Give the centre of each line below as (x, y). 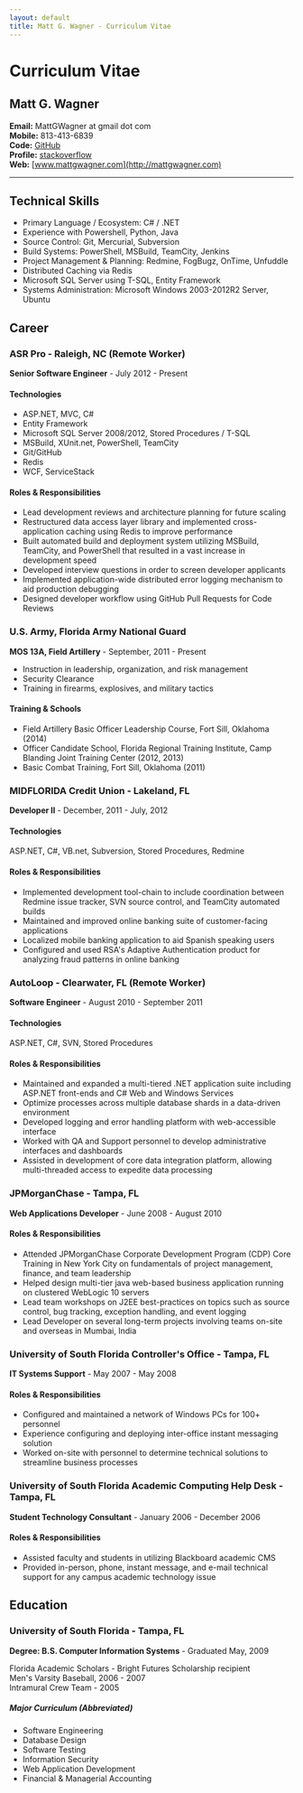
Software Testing (54, 1750)
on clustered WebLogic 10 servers (86, 1292)
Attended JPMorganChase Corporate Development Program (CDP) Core (156, 1254)
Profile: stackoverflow (51, 154)
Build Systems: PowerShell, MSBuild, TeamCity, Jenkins (126, 252)
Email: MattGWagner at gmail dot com (80, 126)
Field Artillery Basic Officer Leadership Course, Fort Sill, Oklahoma (146, 729)
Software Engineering (63, 1731)
